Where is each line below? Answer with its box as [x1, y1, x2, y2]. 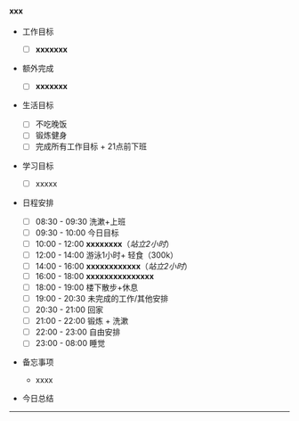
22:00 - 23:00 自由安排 [35, 326, 121, 337]
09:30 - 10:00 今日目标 [35, 227, 120, 238]
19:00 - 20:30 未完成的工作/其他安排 [35, 293, 169, 304]
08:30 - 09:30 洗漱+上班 [35, 216, 126, 227]
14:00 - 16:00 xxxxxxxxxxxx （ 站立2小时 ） [35, 260, 193, 271]
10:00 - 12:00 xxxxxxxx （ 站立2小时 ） [35, 238, 174, 249]
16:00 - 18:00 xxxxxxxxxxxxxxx [35, 270, 154, 281]
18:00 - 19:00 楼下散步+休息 [35, 282, 139, 293]
